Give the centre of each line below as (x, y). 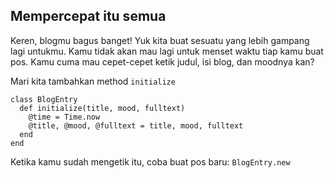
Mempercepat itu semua (88, 16)
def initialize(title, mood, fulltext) (102, 108)
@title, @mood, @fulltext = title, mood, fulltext (136, 125)
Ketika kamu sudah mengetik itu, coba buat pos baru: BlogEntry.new (150, 161)
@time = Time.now (64, 117)
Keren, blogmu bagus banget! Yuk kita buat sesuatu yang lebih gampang (160, 40)
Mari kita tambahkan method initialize (93, 81)
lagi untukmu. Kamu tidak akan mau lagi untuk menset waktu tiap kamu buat (167, 51)
